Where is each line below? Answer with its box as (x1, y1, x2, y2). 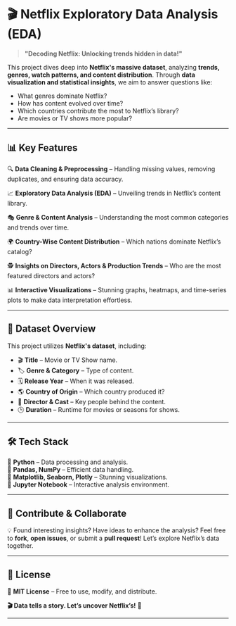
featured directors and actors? (7, 271, 96, 280)
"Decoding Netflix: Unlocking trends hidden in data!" (24, 49, 183, 58)
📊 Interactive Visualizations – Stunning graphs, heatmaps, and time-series (7, 285, 227, 294)
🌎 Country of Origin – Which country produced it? (17, 387, 165, 396)
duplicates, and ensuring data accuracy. (7, 175, 124, 183)
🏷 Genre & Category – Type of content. (17, 366, 134, 375)
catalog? (7, 247, 33, 256)
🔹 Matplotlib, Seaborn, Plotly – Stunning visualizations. (7, 473, 168, 482)
